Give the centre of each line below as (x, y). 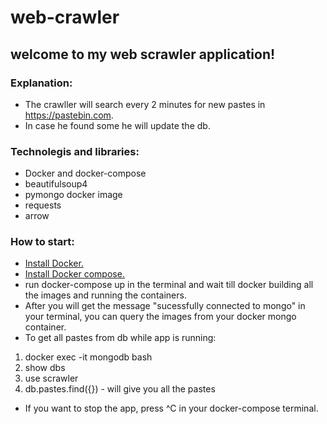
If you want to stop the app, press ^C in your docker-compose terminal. (171, 408)
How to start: (42, 242)
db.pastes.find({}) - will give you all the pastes (120, 389)
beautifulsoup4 (56, 184)
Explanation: (41, 83)
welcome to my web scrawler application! (143, 54)
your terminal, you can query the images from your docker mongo (160, 317)
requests (43, 205)
